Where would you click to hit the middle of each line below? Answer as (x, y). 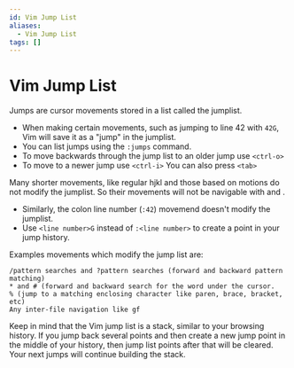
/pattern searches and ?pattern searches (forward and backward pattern (146, 271)
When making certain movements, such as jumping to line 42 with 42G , (151, 128)
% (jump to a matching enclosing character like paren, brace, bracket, (146, 294)
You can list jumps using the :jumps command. (107, 146)
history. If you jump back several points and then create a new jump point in (147, 336)
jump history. (46, 238)
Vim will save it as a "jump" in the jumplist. (99, 137)
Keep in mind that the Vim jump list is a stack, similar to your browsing (137, 326)
